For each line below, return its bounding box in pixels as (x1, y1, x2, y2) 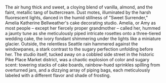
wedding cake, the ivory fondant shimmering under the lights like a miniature (5, 36, 161, 41)
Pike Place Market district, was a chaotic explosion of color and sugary (5, 57, 150, 62)
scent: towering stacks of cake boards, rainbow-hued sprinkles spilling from (5, 62, 161, 68)
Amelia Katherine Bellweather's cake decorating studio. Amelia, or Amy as (5, 20, 156, 26)
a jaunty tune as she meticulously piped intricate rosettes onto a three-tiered (5, 31, 161, 36)
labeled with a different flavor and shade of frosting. (5, 73, 111, 78)
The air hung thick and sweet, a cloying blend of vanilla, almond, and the (5, 4, 153, 10)
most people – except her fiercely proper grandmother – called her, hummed (5, 25, 161, 31)
